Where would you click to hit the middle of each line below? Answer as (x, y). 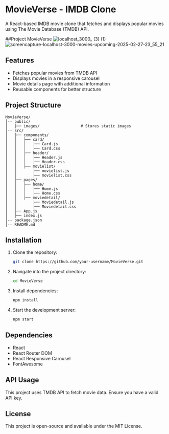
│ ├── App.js (21, 211)
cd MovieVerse (28, 281)
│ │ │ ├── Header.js (34, 157)
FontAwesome (28, 364)
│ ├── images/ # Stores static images (68, 126)
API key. (14, 398)
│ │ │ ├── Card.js (32, 144)
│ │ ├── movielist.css (39, 175)
